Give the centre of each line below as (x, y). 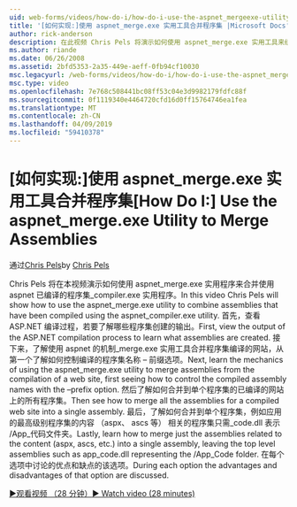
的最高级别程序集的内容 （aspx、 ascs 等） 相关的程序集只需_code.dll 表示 (145, 422)
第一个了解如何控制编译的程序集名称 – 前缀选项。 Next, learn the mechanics (146, 359)
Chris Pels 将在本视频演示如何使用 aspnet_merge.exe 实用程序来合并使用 (142, 283)
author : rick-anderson (51, 34)
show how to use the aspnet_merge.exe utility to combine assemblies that (144, 304)
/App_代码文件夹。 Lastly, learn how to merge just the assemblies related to (146, 434)
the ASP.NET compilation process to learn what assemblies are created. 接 (145, 337)
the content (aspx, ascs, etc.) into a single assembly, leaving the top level (142, 443)
